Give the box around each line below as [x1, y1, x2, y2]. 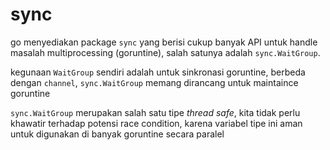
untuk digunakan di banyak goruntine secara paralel [10, 128, 225, 140]
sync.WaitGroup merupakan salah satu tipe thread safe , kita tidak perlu [10, 106, 301, 118]
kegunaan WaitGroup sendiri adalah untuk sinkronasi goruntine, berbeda [10, 66, 306, 78]
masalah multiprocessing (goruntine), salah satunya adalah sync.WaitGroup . [10, 46, 321, 58]
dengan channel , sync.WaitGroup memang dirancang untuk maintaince [10, 76, 299, 88]
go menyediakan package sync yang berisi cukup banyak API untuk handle [10, 36, 318, 48]
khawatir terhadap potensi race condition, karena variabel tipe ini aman [10, 117, 303, 129]
